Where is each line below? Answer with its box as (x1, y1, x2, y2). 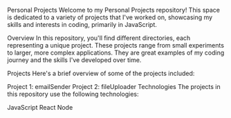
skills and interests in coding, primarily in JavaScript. (7, 21, 158, 28)
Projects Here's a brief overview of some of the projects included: (7, 69, 195, 77)
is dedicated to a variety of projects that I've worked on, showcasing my (7, 13, 213, 21)
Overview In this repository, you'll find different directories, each (7, 34, 191, 42)
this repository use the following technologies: (7, 90, 140, 98)
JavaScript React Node (7, 104, 73, 111)
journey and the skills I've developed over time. (7, 56, 142, 64)
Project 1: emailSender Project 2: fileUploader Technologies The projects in (7, 83, 221, 90)
